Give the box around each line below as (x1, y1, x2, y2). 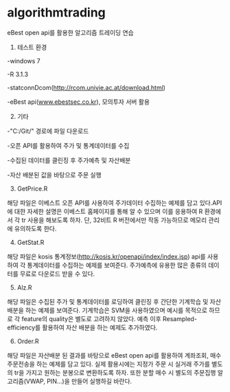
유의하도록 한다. (14, 224, 57, 232)
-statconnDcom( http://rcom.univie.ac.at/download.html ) (7, 83, 166, 91)
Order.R (16, 337, 39, 345)
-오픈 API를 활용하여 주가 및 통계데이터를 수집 (7, 141, 130, 149)
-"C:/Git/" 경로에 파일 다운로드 (7, 127, 89, 135)
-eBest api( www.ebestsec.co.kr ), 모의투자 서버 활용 (7, 98, 150, 106)
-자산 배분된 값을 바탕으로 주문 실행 (7, 171, 102, 179)
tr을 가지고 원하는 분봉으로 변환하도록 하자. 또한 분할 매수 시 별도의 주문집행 (14, 368, 216, 376)
